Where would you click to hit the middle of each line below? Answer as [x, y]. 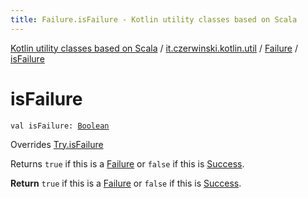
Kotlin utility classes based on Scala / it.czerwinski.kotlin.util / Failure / [154, 48]
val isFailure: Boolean [60, 126]
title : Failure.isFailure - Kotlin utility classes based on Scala [154, 19]
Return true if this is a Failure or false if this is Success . [126, 183]
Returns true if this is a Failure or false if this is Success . [127, 163]
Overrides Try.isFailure [57, 144]
